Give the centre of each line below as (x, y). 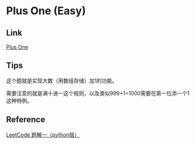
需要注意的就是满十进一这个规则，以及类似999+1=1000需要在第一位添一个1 (98, 93)
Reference (26, 120)
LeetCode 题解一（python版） (43, 135)
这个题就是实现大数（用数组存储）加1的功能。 (62, 81)
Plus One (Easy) (46, 11)
